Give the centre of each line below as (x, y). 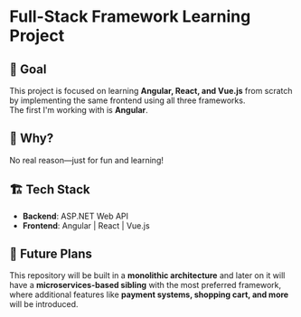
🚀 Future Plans (51, 254)
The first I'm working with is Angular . (79, 110)
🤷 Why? (32, 139)
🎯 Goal (28, 69)
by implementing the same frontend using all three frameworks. (127, 100)
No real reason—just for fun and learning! (87, 160)
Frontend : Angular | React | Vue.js (86, 225)
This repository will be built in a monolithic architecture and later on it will (147, 275)
